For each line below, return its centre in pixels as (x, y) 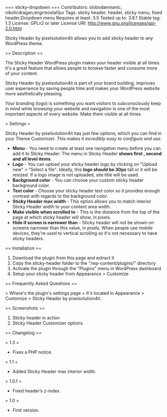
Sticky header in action (36, 318)
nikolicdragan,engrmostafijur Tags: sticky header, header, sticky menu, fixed (84, 12)
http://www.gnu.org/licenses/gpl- (122, 23)
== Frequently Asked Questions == (41, 283)
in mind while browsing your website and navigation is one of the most (78, 109)
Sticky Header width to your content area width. (62, 207)
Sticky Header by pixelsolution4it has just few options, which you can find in (83, 133)
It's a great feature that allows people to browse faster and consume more (81, 68)
